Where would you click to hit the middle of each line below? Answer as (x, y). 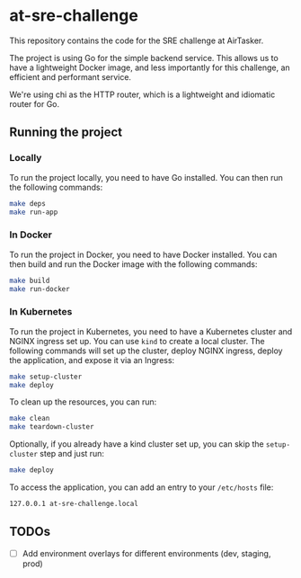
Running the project (66, 133)
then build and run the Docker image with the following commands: (133, 264)
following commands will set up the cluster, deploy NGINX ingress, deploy (146, 351)
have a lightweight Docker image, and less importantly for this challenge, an (150, 67)
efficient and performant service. (71, 76)
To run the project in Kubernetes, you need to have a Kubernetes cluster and (151, 331)
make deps (28, 203)
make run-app (34, 212)
